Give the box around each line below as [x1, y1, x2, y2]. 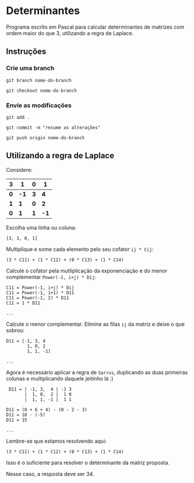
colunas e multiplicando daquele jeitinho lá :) [6, 375, 114, 382]
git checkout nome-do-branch [6, 88, 77, 94]
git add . [6, 114, 30, 120]
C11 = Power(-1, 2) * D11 [6, 295, 69, 301]
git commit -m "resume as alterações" [6, 125, 101, 130]
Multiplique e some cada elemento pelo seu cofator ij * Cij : [6, 246, 154, 253]
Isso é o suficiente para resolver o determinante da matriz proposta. [6, 459, 170, 466]
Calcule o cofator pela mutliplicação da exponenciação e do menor [6, 267, 168, 274]
